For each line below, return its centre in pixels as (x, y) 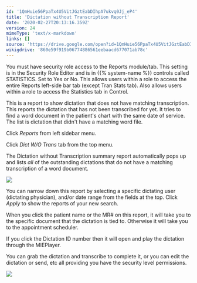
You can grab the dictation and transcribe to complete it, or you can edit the (98, 256)
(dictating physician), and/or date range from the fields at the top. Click (92, 197)
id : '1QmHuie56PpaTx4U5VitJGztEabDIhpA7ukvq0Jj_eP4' (72, 11)
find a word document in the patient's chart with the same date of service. (96, 115)
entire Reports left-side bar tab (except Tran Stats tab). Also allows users (94, 85)
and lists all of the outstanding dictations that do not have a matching (89, 162)
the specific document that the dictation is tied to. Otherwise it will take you (97, 221)
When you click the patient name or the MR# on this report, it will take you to (98, 215)
